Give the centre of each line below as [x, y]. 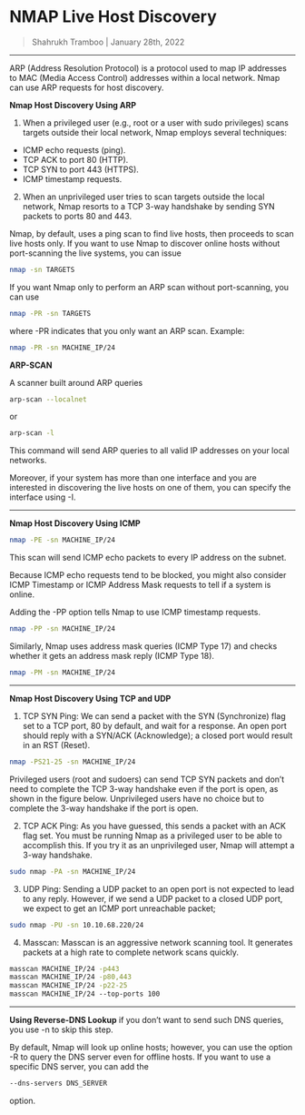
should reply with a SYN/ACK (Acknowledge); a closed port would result [157, 735]
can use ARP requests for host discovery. [87, 87]
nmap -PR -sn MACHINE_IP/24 [63, 348]
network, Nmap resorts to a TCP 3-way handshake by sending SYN [148, 206]
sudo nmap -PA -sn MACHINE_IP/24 [73, 871]
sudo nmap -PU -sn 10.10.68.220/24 [77, 925]
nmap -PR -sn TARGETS [50, 313]
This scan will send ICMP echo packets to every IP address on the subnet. [148, 558]
